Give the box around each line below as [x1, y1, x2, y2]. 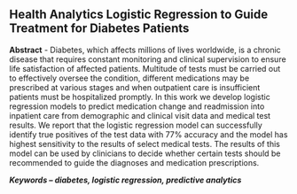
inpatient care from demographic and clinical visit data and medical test [9, 110, 271, 120]
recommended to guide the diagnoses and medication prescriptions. [9, 157, 260, 167]
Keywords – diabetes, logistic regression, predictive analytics [9, 175, 242, 185]
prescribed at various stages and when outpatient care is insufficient [9, 81, 261, 92]
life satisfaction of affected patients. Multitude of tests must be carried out [9, 63, 281, 74]
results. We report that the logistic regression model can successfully [9, 120, 263, 130]
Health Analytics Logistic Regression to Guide [9, 7, 269, 22]
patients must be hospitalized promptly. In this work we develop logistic [9, 91, 270, 102]
